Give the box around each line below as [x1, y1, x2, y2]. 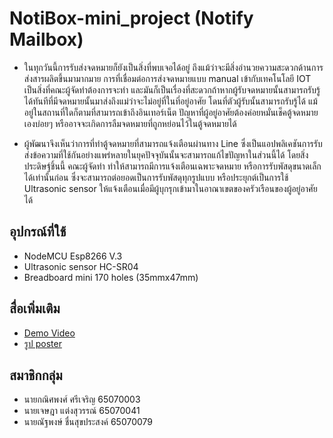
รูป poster [23, 337, 62, 349]
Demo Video [23, 327, 76, 339]
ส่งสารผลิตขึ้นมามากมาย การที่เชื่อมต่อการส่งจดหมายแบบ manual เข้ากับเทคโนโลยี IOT [23, 72, 312, 84]
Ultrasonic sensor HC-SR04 [23, 260, 139, 272]
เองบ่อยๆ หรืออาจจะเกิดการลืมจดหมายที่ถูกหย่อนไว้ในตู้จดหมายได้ [23, 117, 237, 129]
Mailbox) [9, 28, 84, 51]
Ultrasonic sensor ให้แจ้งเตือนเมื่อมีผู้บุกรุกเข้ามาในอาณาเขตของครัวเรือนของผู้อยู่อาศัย [23, 182, 318, 194]
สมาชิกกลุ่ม [9, 367, 63, 384]
